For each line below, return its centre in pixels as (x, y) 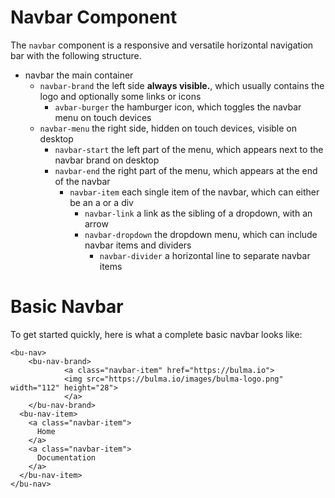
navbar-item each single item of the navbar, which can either (194, 192)
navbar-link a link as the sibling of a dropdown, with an (198, 213)
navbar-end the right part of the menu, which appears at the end (186, 170)
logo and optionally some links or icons (120, 96)
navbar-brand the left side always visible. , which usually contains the (182, 85)
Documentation (66, 457)
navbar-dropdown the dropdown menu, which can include (201, 234)
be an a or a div (101, 202)
